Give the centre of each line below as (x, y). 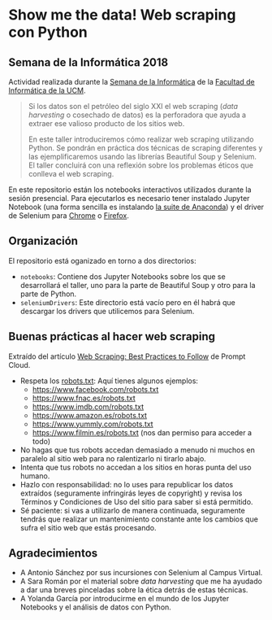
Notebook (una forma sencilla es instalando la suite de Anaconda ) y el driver (136, 207)
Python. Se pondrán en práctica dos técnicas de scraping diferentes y (145, 148)
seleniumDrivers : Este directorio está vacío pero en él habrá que (127, 302)
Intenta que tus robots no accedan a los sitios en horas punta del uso (136, 467)
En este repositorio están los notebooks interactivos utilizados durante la (130, 190)
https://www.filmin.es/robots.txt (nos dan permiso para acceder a (142, 432)
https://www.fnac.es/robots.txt (84, 398)
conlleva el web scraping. (71, 174)
